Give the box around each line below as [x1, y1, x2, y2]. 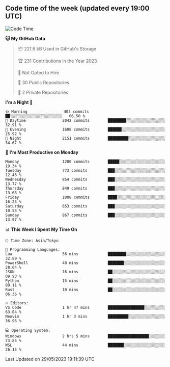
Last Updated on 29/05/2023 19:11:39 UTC [5, 356, 95, 362]
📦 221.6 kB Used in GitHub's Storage [17, 45, 97, 51]
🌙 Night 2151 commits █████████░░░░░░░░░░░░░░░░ [5, 136, 165, 141]
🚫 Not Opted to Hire [17, 69, 60, 75]
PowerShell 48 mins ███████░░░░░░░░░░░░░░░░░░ [5, 260, 165, 266]
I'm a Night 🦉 [5, 99, 33, 105]
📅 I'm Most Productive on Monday [5, 149, 79, 155]
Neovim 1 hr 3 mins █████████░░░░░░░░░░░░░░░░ [5, 313, 165, 319]
